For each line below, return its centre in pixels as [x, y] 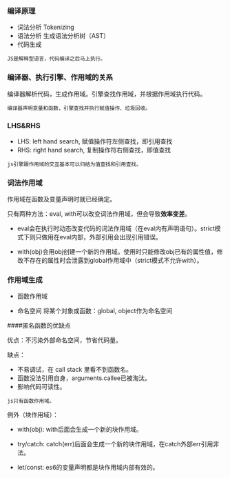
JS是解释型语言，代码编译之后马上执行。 [56, 59]
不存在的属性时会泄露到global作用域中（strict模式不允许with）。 [113, 261]
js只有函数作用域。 [31, 401]
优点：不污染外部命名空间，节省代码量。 [64, 340]
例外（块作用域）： [33, 415]
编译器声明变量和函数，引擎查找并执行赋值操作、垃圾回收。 [79, 108]
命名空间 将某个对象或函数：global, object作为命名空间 [95, 311]
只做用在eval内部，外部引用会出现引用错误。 [98, 237]
